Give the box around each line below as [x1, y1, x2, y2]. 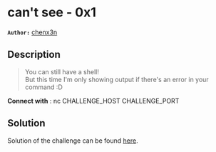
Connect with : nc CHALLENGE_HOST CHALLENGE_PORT [7, 96, 180, 105]
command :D [24, 83, 63, 91]
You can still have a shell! [24, 67, 100, 76]
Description [7, 49, 61, 61]
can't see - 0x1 [7, 4, 96, 21]
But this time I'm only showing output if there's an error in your [24, 75, 209, 83]
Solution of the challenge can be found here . [7, 136, 138, 145]
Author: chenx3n [7, 28, 58, 36]
